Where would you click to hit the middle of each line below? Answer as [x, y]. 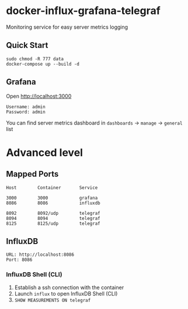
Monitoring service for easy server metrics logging [67, 27]
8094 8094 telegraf [53, 218]
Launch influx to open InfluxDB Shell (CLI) [66, 293]
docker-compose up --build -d [43, 64]
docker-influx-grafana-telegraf [83, 11]
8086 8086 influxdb [53, 203]
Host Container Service [52, 188]
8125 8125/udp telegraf [53, 224]
